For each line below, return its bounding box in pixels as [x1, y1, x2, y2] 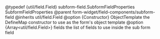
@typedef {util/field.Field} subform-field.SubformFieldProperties [5, 4, 135, 10]
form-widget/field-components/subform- [72, 9, 155, 15]
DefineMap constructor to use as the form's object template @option [5, 19, 144, 25]
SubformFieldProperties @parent [5, 9, 72, 15]
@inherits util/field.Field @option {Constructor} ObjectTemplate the [15, 14, 150, 20]
